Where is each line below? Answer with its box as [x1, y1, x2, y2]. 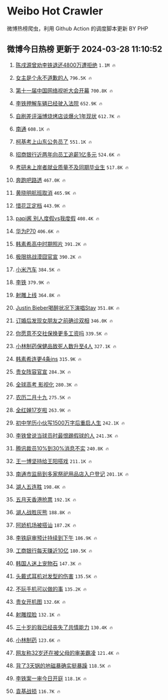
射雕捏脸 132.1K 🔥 [15, 610, 61, 618]
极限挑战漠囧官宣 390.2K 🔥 [15, 253, 82, 260]
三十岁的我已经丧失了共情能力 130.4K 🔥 [15, 624, 113, 631]
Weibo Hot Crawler [7, 4, 103, 18]
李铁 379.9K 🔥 [15, 278, 50, 286]
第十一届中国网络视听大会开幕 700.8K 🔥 [15, 87, 113, 94]
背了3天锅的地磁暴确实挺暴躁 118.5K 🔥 [15, 662, 112, 669]
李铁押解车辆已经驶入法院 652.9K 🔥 [15, 99, 103, 106]
